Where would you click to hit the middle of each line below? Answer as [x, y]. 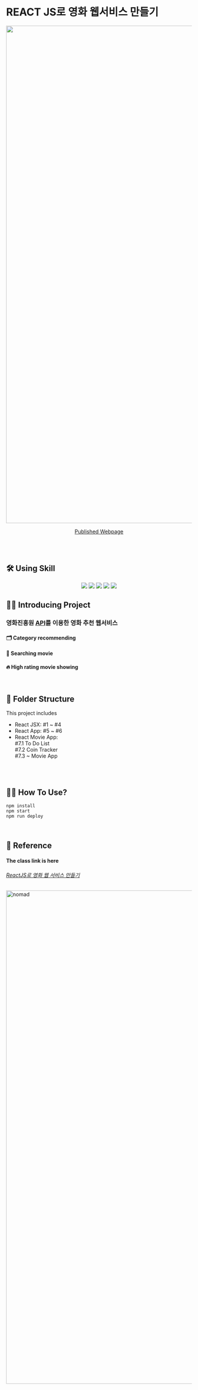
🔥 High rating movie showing [42, 667]
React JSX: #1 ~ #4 [38, 725]
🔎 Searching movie [29, 654]
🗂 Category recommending [41, 638]
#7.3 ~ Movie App [36, 756]
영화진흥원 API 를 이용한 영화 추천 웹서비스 [62, 623]
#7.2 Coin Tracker [36, 750]
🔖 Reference [29, 846]
